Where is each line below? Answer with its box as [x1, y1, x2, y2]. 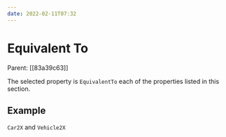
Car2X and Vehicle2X [7, 123, 66, 131]
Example [7, 104, 46, 116]
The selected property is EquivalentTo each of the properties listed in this [7, 77, 220, 85]
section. [7, 85, 31, 93]
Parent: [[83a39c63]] [7, 64, 69, 72]
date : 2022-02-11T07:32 [7, 10, 77, 17]
